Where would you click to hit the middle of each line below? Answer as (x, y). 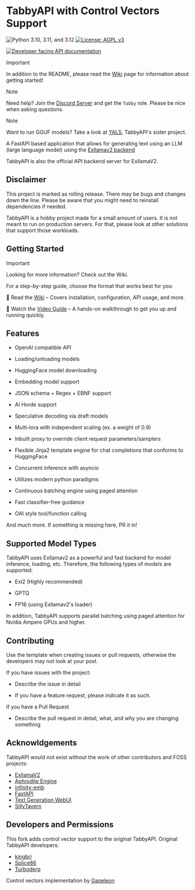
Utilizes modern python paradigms (57, 479)
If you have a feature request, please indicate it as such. (83, 695)
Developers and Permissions (60, 825)
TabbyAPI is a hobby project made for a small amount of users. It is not (92, 218)
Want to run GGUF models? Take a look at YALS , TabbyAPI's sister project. (96, 132)
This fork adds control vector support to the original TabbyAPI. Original (92, 839)
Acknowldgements (42, 743)
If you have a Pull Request (38, 707)
